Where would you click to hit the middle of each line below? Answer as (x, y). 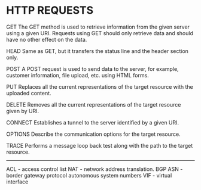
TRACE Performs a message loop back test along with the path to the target (100, 145)
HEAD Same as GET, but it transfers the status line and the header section (97, 51)
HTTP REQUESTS (50, 10)
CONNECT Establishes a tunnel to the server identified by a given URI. (93, 122)
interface (17, 182)
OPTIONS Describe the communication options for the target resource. (93, 134)
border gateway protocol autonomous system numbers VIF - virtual (89, 175)
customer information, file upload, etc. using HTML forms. (78, 75)
